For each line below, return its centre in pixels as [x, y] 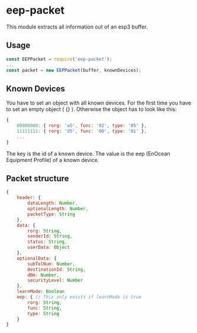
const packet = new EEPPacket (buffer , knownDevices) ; [74, 70]
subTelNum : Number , [51, 264]
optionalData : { [37, 258]
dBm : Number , [43, 275]
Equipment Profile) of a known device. [53, 160]
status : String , [47, 242]
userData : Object [49, 248]
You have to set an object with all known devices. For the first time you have [99, 103]
